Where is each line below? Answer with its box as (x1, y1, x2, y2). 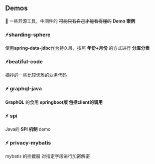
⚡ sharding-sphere (5, 31, 51, 38)
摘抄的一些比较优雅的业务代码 (5, 72, 67, 78)
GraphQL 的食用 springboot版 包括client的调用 (5, 99, 103, 105)
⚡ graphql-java (5, 85, 42, 92)
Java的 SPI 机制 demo (5, 126, 51, 132)
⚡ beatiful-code (5, 58, 43, 65)
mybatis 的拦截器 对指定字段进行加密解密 (5, 153, 90, 159)
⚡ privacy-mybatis (5, 139, 51, 146)
